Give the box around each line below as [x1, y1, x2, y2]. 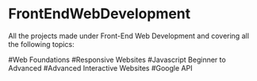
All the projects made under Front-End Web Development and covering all [8, 31, 250, 40]
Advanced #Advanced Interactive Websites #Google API [8, 63, 193, 72]
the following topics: [8, 39, 75, 48]
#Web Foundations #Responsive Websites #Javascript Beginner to [8, 55, 226, 64]
